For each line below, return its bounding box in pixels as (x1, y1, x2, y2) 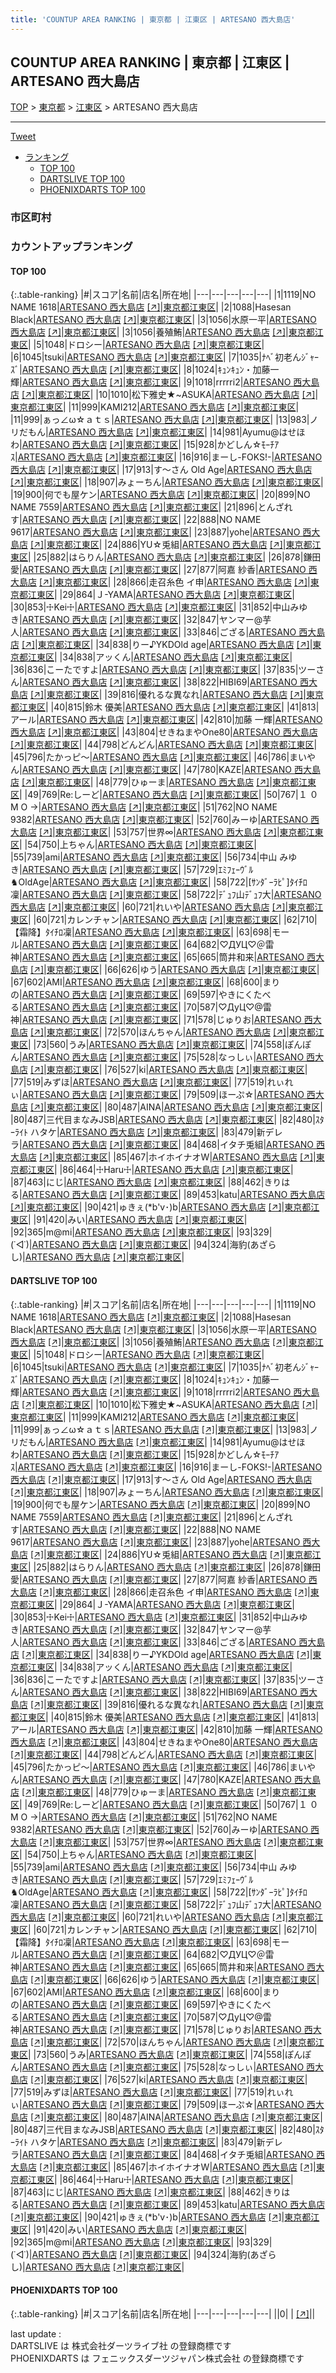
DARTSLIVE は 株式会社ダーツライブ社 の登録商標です (10, 2339, 232, 2351)
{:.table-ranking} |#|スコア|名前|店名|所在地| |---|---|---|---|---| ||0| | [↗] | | (10, 2307, 316, 2320)
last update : (10, 2327, 62, 2340)
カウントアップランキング (10, 240, 133, 254)
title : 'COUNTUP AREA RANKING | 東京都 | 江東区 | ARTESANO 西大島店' (10, 14, 296, 25)
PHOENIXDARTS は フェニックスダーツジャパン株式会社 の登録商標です (10, 2352, 305, 2364)
